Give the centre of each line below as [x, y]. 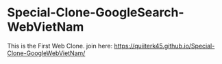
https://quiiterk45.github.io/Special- [164, 46]
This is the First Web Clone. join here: [60, 46]
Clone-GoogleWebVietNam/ [46, 53]
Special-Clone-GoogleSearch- [96, 13]
